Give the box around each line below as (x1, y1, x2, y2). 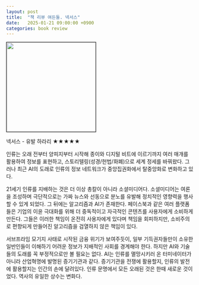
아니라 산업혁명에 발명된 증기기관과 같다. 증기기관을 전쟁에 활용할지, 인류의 (6, 258, 179, 265)
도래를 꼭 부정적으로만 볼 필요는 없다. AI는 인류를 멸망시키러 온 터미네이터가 (17, 250, 192, 258)
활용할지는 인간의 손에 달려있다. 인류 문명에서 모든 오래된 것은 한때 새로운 (12, 265, 182, 272)
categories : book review (6, 25, 68, 32)
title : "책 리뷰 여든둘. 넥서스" (6, 14, 80, 20)
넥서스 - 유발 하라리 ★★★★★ (6, 138, 80, 145)
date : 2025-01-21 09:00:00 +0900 (6, 20, 94, 26)
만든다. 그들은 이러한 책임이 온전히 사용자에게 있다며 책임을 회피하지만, (6, 215, 169, 222)
